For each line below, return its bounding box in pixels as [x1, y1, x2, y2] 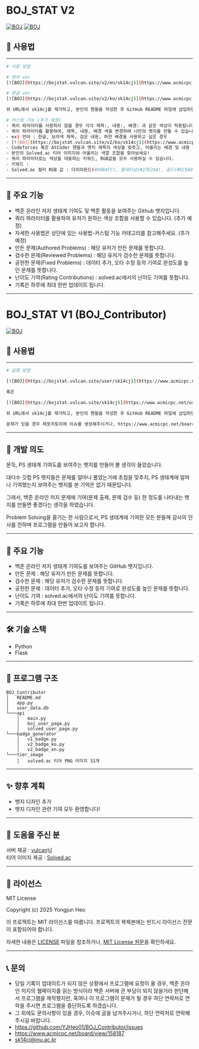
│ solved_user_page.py [17, 726, 78, 732]
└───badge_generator [6, 731, 57, 737]
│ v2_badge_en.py [17, 746, 65, 752]
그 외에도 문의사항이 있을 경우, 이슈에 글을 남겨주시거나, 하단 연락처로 [14, 1009, 175, 1016]
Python [14, 643, 33, 650]
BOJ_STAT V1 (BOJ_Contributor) [6, 307, 167, 321]
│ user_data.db [6, 705, 49, 711]
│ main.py [17, 715, 46, 721]
